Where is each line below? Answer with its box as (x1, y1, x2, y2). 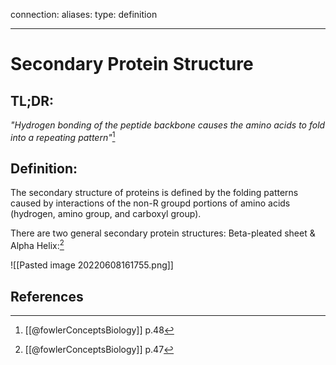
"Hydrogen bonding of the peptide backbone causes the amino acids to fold (10, 119, 326, 131)
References (10, 288, 84, 305)
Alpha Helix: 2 (10, 238, 65, 252)
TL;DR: (10, 92, 55, 109)
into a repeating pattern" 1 (10, 130, 116, 143)
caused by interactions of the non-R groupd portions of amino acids (10, 197, 291, 209)
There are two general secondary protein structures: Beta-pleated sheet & (10, 227, 316, 239)
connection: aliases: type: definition (10, 9, 158, 20)
